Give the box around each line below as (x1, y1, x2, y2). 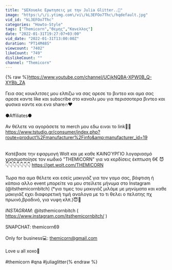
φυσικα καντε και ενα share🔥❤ (5, 101, 73, 108)
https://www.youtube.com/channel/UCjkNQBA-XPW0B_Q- (28, 74, 152, 80)
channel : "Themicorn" (5, 60, 52, 65)
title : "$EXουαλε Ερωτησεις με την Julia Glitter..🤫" (5, 7, 123, 13)
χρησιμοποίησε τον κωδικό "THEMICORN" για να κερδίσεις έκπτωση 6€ (5, 156, 158, 162)
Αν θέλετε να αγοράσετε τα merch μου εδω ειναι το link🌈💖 (5, 124, 131, 130)
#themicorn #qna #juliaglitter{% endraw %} (5, 259, 98, 265)
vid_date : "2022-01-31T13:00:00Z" (5, 36, 80, 42)
